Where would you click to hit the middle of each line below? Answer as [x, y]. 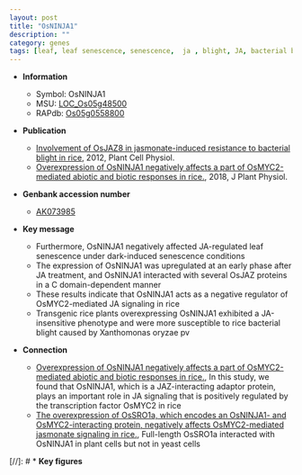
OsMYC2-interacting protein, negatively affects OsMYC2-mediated [160, 425]
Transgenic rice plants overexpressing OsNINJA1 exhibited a [147, 314]
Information [45, 76]
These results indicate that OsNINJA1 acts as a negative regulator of [162, 294]
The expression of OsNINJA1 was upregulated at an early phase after [164, 265]
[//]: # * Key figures [46, 462]
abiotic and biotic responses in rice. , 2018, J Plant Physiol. [180, 177]
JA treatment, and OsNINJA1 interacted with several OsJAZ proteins [161, 275]
